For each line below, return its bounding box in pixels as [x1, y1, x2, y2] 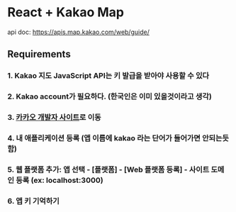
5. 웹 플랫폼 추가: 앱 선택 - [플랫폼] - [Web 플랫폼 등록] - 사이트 [7, 164, 210, 174]
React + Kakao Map [7, 4, 124, 21]
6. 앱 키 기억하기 [7, 196, 60, 206]
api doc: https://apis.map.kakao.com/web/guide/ [7, 28, 150, 36]
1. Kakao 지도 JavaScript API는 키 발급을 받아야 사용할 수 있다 [7, 71, 209, 81]
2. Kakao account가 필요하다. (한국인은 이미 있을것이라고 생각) [7, 91, 213, 101]
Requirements [7, 48, 71, 60]
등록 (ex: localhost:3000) [15, 175, 104, 185]
